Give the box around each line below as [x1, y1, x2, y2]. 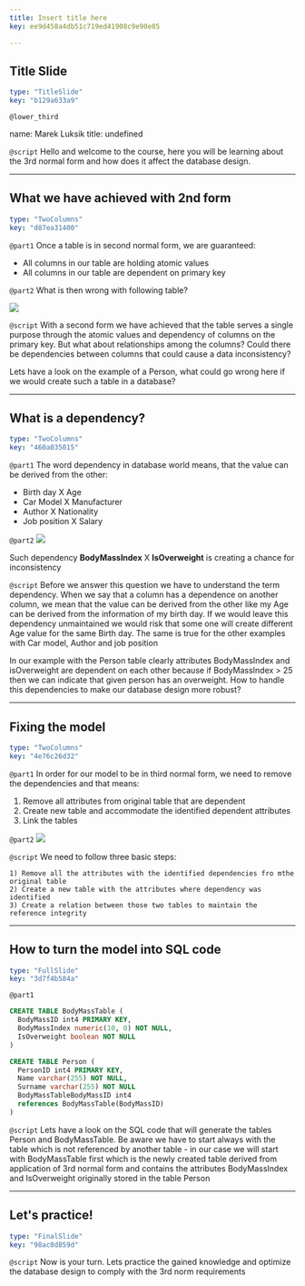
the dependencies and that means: [9, 777, 140, 788]
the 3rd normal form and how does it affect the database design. [9, 156, 251, 167]
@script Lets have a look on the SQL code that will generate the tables [9, 1124, 272, 1135]
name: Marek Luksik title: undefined [9, 128, 143, 139]
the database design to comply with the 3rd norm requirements [9, 1266, 246, 1277]
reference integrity [9, 908, 88, 917]
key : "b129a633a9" [9, 96, 79, 106]
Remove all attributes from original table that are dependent [22, 795, 246, 806]
